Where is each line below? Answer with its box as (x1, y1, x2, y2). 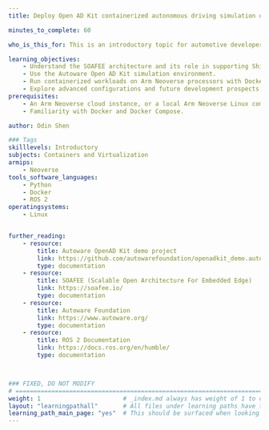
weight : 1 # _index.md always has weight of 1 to (8, 394, 256, 403)
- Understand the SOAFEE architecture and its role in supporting (22, 62, 249, 70)
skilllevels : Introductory (8, 143, 98, 152)
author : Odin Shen (8, 122, 70, 130)
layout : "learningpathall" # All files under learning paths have (8, 402, 256, 410)
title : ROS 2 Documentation (37, 336, 130, 344)
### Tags (8, 136, 38, 144)
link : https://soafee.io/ (37, 284, 124, 292)
